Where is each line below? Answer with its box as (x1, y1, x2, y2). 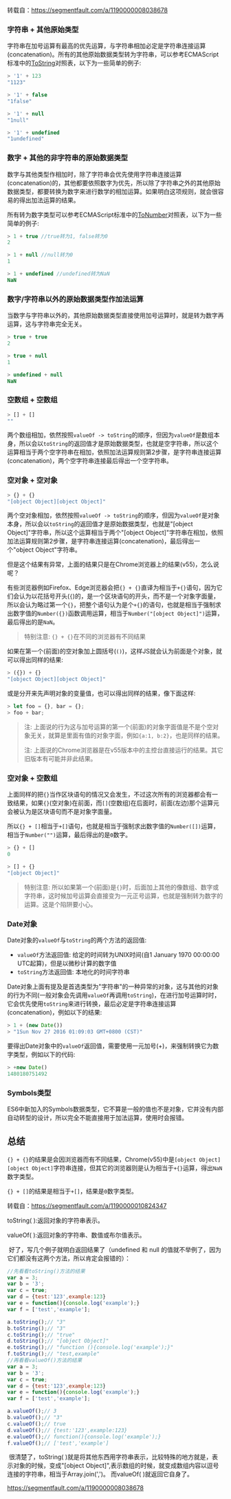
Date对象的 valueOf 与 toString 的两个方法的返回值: (7, 936, 147, 945)
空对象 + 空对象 (7, 475, 58, 485)
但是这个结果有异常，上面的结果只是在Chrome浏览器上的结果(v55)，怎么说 (7, 560, 220, 569)
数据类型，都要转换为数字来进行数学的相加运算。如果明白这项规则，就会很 (7, 187, 218, 195)
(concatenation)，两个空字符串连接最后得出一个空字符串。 (7, 457, 173, 465)
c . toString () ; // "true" (7, 1331, 76, 1338)
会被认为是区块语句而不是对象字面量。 (7, 808, 115, 816)
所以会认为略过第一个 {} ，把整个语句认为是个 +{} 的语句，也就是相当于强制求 (7, 601, 221, 609)
